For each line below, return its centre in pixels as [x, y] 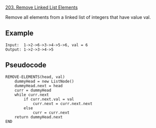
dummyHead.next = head [39, 86]
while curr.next [32, 95]
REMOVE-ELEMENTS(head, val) [35, 77]
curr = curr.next [51, 112]
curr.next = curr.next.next [63, 104]
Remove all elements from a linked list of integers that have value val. [78, 17]
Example [19, 33]
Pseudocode [26, 65]
